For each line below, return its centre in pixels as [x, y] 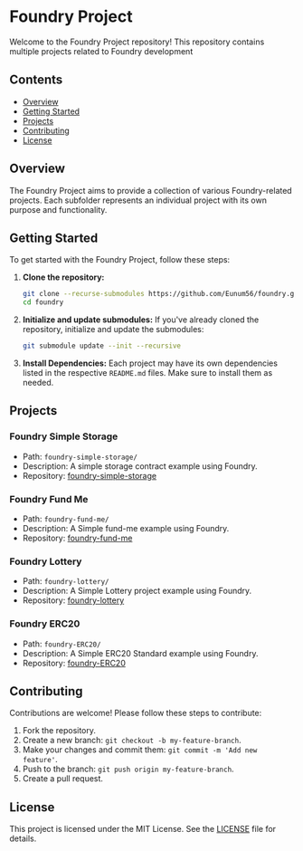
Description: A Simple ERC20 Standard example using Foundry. [140, 653]
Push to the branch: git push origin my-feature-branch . [128, 769]
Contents [36, 80]
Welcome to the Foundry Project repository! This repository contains [137, 42]
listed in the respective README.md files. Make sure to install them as [147, 373]
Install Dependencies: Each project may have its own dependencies [150, 363]
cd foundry [43, 302]
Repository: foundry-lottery [73, 600]
